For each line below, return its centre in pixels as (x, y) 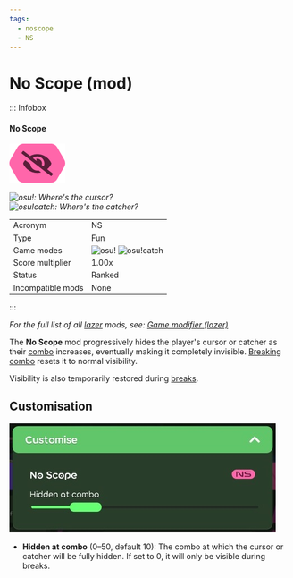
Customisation (51, 407)
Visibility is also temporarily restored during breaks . (104, 378)
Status (25, 275)
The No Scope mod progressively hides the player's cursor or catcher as (143, 342)
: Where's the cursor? (74, 197)
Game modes (38, 250)
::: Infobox (28, 108)
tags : (19, 19)
